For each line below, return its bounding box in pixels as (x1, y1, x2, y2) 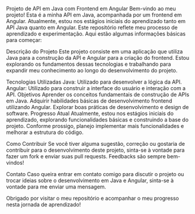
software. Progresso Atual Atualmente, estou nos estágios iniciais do (6, 110, 174, 117)
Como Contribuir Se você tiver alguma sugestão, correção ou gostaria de (6, 140, 186, 147)
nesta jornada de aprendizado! (6, 201, 81, 208)
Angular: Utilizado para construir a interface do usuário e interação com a (6, 85, 186, 91)
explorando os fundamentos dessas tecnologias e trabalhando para (6, 60, 171, 68)
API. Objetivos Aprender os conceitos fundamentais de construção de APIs (6, 91, 190, 98)
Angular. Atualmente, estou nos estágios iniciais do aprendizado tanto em (6, 18, 186, 24)
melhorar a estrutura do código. (6, 129, 84, 136)
